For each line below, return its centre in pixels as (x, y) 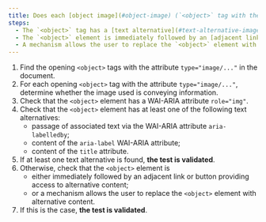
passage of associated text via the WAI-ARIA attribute (119, 126)
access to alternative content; (80, 185)
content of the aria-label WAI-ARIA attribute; (106, 143)
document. (37, 76)
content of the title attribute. (80, 152)
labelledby (49, 135)
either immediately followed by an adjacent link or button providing (140, 177)
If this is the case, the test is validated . (84, 210)
